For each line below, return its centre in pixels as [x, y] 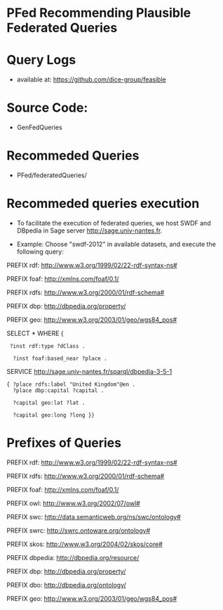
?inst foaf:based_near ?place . [60, 358]
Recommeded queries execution [103, 203]
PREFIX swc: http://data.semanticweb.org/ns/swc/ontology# [94, 517]
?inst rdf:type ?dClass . [47, 346]
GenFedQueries [39, 127]
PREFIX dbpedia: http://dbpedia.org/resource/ [73, 557]
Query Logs [41, 60]
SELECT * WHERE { [35, 333]
